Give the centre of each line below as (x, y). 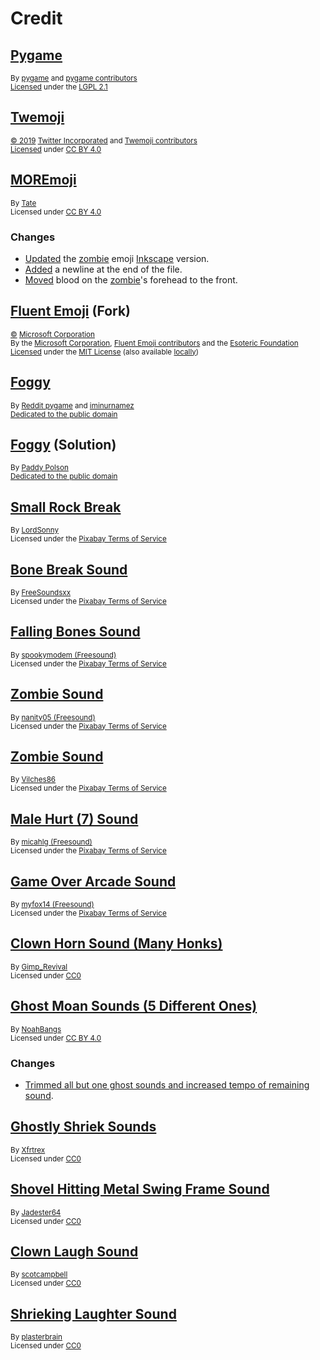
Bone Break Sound (69, 569)
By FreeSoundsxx (41, 592)
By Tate (23, 203)
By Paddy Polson (39, 468)
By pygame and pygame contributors (74, 78)
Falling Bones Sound (75, 632)
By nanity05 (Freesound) (53, 717)
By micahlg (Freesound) (51, 842)
